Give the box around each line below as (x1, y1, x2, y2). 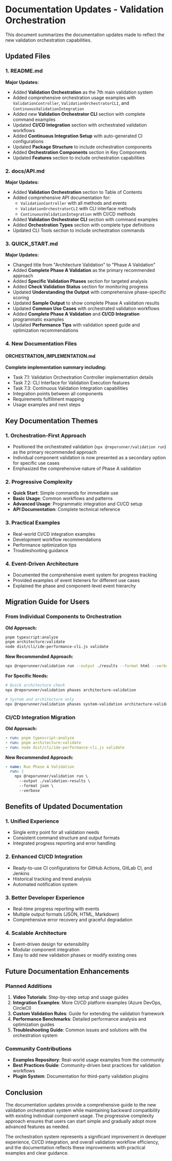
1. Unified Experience (5, 818, 59, 825)
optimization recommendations (12, 328, 78, 334)
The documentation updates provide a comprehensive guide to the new (5, 1102, 157, 1108)
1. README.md (5, 67, 43, 75)
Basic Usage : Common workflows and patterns (12, 495, 113, 502)
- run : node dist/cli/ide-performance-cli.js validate (5, 745, 125, 750)
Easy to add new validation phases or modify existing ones (12, 952, 137, 958)
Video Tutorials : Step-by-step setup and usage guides (12, 994, 129, 1001)
